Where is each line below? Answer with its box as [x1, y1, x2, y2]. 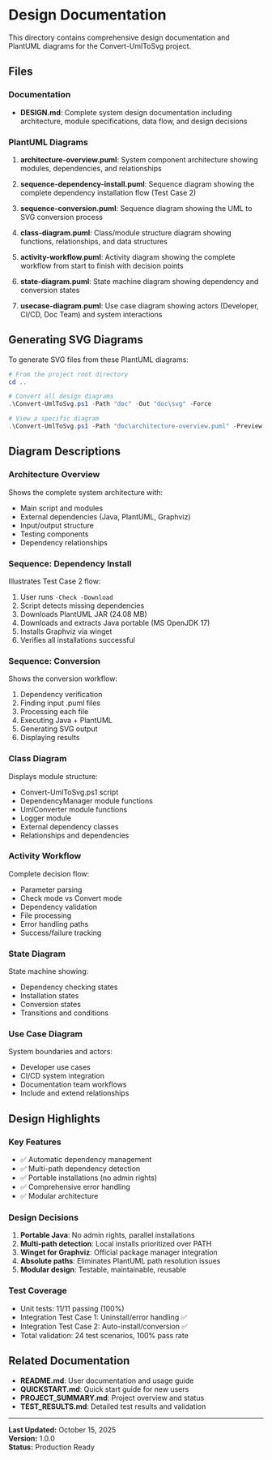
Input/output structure [19, 520, 95, 530]
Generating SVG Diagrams [8, 333, 144, 347]
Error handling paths [19, 919, 89, 928]
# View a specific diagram [8, 415, 100, 423]
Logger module [19, 813, 71, 823]
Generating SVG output [19, 724, 98, 734]
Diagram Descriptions [8, 445, 121, 459]
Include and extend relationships [19, 1088, 130, 1098]
